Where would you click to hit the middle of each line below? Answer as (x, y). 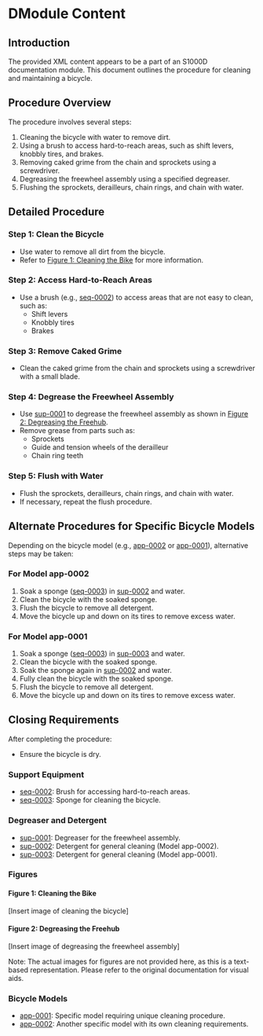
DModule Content (67, 14)
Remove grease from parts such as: (77, 431)
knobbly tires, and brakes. (62, 153)
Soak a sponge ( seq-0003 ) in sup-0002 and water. (102, 591)
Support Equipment (46, 774)
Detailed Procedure (57, 212)
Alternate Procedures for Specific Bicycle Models (131, 526)
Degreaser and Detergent (58, 821)
